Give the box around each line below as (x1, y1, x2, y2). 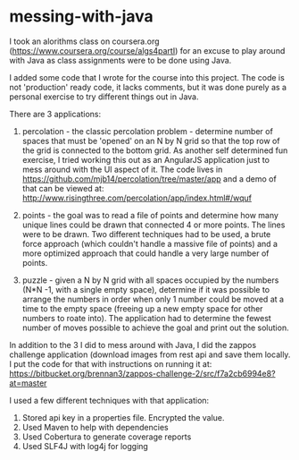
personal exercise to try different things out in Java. (9, 91, 199, 102)
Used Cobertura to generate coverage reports (21, 431, 192, 442)
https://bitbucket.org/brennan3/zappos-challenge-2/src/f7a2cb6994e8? (9, 368, 276, 379)
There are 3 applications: (9, 108, 102, 119)
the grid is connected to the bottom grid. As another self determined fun (21, 145, 288, 156)
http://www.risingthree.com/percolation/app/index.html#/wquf (21, 192, 253, 203)
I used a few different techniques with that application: (9, 395, 210, 405)
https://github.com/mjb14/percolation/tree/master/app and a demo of (21, 173, 277, 184)
